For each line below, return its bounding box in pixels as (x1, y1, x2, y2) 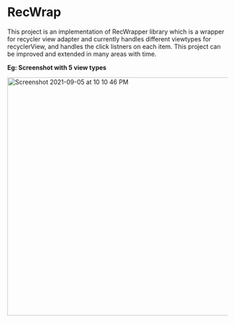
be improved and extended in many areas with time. (7, 50, 157, 58)
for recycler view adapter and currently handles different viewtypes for (7, 34, 211, 43)
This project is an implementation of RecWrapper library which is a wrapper (7, 27, 225, 36)
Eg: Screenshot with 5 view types (7, 63, 107, 71)
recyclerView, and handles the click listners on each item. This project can (7, 42, 221, 50)
